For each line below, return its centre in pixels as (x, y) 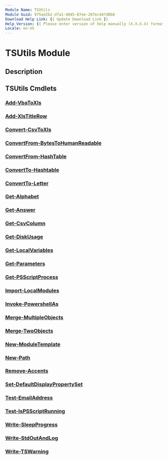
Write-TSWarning (27, 451)
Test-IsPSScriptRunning (35, 411)
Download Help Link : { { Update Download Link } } (57, 19)
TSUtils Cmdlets (31, 89)
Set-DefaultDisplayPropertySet (44, 384)
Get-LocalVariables (29, 250)
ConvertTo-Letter (27, 183)
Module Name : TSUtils (28, 10)
